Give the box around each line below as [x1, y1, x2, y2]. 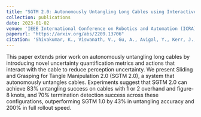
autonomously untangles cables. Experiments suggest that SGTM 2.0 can [6, 79, 187, 86]
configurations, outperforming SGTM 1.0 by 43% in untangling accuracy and [6, 98, 194, 105]
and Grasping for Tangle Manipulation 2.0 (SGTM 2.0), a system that [6, 73, 175, 79]
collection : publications [6, 14, 71, 20]
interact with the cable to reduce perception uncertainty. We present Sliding [6, 66, 193, 73]
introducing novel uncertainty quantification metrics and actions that [6, 59, 175, 67]
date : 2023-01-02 [6, 20, 50, 26]
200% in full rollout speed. [6, 104, 72, 111]
